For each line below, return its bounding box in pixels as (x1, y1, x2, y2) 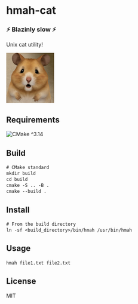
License (6, 276, 36, 287)
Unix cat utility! (6, 41, 43, 48)
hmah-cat (6, 4, 57, 17)
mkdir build (6, 171, 36, 177)
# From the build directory (6, 221, 76, 227)
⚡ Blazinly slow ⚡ (6, 25, 57, 33)
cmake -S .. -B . (6, 183, 50, 189)
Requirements (6, 115, 60, 125)
